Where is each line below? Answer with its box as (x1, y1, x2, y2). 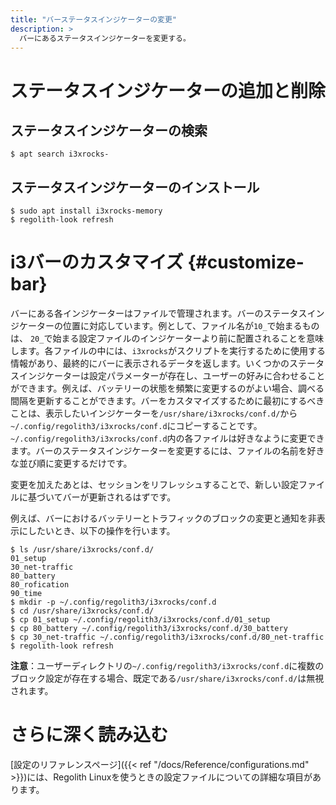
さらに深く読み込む (10, 724, 169, 746)
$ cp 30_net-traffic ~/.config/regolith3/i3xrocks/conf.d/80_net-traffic (10, 632, 325, 643)
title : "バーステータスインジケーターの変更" (10, 14, 178, 25)
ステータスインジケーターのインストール (10, 179, 260, 196)
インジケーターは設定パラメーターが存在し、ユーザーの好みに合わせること (18, 370, 326, 382)
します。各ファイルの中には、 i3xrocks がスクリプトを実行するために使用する (10, 345, 326, 357)
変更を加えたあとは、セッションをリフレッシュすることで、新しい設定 (10, 479, 300, 491)
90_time (10, 589, 43, 599)
